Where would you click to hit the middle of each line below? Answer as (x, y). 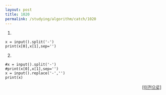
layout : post (19, 10)
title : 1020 (17, 14)
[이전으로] (152, 88)
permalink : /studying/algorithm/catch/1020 (51, 19)
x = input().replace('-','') (35, 73)
